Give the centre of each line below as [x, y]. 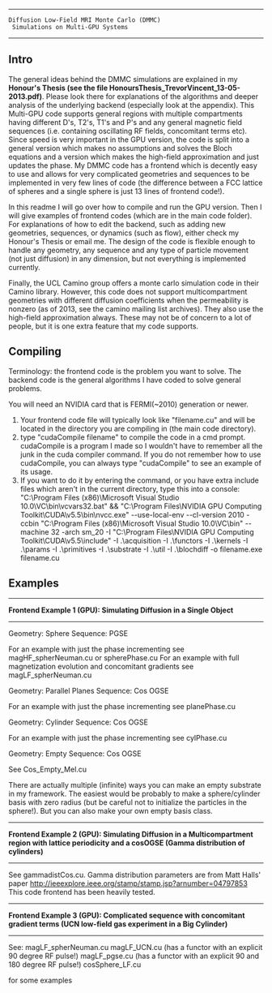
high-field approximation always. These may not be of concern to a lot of [130, 317]
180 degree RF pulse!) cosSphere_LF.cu [75, 965]
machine [35, 531]
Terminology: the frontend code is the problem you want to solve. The [125, 371]
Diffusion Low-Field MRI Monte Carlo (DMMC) [85, 20]
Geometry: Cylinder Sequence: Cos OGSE [78, 722]
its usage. [36, 471]
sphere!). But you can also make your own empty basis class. [110, 811]
